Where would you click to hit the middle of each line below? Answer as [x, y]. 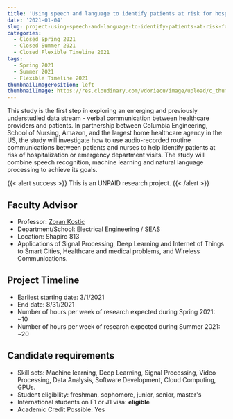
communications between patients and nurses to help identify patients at [111, 148]
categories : [24, 33]
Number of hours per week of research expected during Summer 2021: [119, 326]
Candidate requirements [61, 356]
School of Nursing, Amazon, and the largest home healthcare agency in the [115, 133]
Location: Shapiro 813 [48, 236]
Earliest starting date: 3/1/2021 [61, 297]
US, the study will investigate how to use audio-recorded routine [99, 140]
